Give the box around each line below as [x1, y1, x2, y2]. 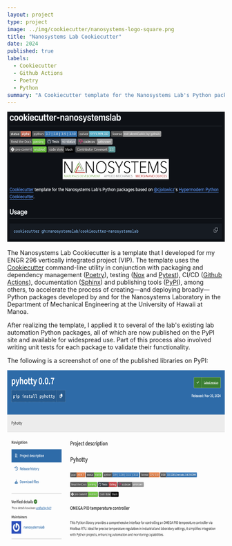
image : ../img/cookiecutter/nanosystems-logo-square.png [7, 26, 175, 33]
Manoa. [7, 308, 29, 316]
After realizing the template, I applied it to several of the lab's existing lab [7, 321, 215, 329]
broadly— [182, 285, 210, 294]
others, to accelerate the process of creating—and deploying [7, 285, 181, 294]
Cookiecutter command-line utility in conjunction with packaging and [7, 263, 204, 272]
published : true [7, 48, 54, 55]
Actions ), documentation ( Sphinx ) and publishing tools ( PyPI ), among [7, 278, 204, 287]
